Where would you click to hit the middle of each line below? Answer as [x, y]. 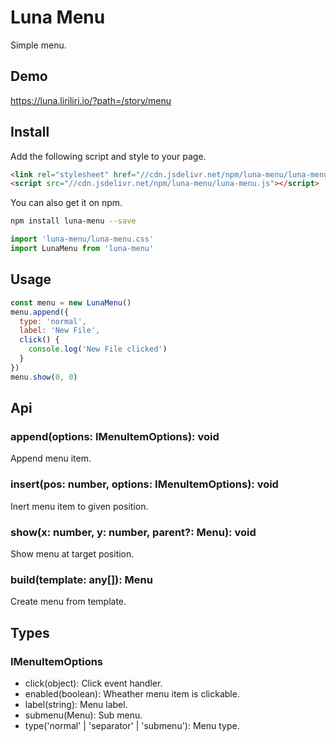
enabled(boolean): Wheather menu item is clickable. [132, 693]
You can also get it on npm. [66, 203]
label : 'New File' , [60, 331]
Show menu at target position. [72, 553]
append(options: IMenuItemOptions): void [115, 436]
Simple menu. [38, 45]
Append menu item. [51, 458]
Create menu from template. [68, 602]
